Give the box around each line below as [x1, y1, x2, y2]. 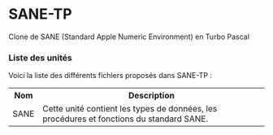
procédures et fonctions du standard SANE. [41, 113, 209, 124]
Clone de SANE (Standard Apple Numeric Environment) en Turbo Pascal [8, 32, 250, 41]
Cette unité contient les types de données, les [41, 103, 218, 115]
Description [128, 90, 175, 102]
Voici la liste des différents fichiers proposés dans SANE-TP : [8, 71, 213, 81]
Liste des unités [8, 52, 72, 63]
